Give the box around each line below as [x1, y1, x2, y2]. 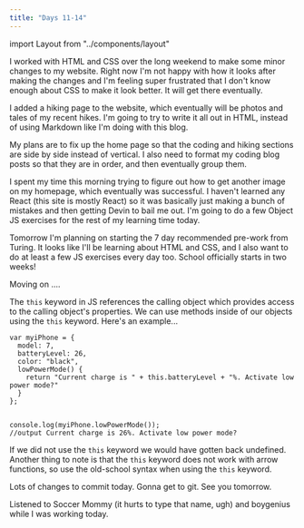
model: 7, [17, 341, 54, 350]
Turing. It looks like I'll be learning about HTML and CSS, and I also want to [9, 241, 289, 252]
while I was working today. [9, 508, 109, 519]
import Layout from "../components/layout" [9, 38, 170, 49]
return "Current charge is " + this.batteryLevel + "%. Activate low [25, 373, 295, 382]
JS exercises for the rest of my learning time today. [9, 214, 201, 225]
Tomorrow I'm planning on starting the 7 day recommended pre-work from [9, 232, 289, 243]
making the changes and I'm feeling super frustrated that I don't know [9, 74, 270, 86]
